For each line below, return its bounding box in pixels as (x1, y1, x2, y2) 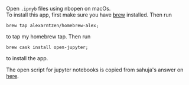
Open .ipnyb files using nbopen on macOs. (6, 5, 111, 12)
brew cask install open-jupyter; (6, 44, 89, 50)
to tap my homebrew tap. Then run (6, 33, 91, 40)
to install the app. (6, 55, 48, 61)
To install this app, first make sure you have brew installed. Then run (6, 11, 172, 18)
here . (6, 73, 19, 79)
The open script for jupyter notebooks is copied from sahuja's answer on (6, 66, 184, 73)
